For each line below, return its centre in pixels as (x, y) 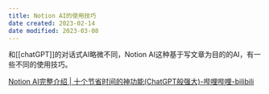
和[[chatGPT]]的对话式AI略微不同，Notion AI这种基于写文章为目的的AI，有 (131, 55)
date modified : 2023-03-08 (54, 31)
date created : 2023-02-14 (52, 23)
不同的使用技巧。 (43, 64)
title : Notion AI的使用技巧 (52, 16)
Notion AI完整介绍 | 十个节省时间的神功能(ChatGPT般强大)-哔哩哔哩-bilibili (131, 82)
